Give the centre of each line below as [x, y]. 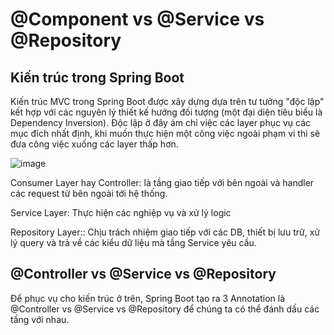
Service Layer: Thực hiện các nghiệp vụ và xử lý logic [121, 212]
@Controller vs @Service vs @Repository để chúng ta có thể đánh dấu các [165, 309]
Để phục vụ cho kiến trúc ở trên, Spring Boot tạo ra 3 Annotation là [148, 298]
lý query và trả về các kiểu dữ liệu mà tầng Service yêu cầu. [133, 242]
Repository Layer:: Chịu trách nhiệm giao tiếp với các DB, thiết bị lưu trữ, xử [165, 232]
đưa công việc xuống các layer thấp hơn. [94, 144]
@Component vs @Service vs [137, 19]
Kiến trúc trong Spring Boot [97, 77]
